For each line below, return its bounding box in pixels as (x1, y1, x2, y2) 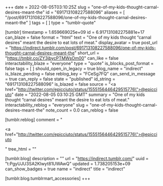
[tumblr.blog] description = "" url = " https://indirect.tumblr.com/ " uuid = (5, 156, 149, 161)
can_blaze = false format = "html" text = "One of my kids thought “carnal (5, 34, 151, 40)
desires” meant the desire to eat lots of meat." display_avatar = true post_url (5, 40, 158, 46)
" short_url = (74, 50, 100, 56)
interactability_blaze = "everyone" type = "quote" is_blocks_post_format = (5, 61, 154, 66)
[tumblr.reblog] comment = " (5, 117, 62, 122)
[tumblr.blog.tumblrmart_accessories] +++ (5, 176, 91, 181)
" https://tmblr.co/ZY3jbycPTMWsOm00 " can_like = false (5, 55, 119, 61)
